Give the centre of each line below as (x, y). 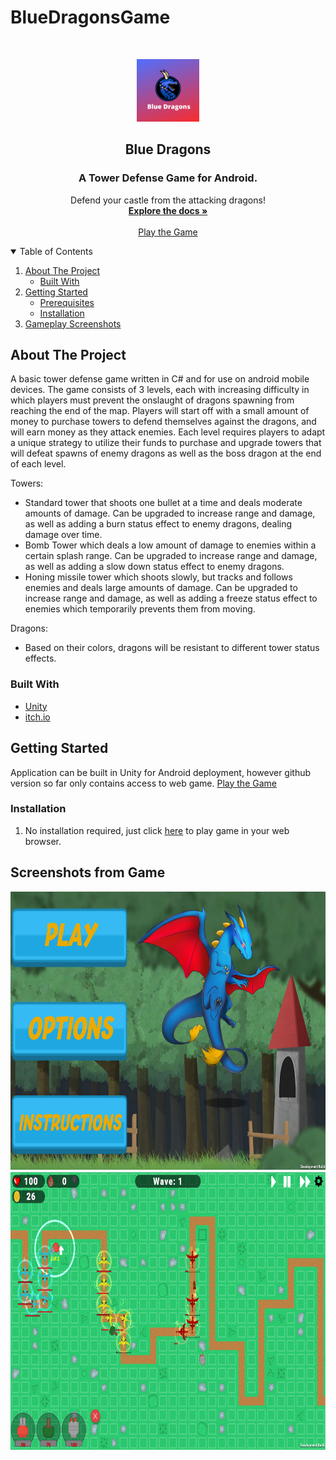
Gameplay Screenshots (73, 323)
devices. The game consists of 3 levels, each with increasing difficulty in (160, 390)
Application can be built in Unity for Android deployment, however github (161, 772)
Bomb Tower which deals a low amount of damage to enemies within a (170, 545)
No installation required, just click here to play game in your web (157, 830)
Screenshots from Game (88, 872)
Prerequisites (67, 302)
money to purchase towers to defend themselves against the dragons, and (163, 422)
